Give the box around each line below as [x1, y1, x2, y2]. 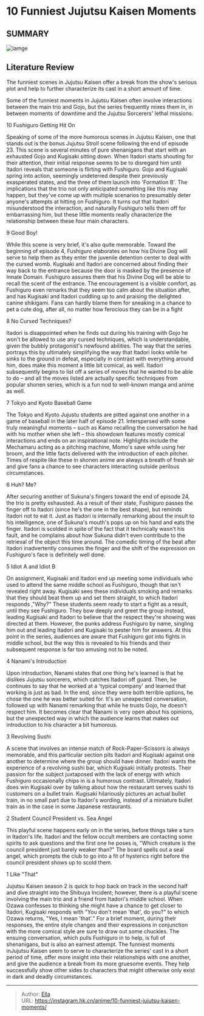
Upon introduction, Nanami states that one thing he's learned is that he [6, 669, 183, 676]
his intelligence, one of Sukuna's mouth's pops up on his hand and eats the [6, 519, 194, 526]
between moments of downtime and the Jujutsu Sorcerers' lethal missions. [6, 110, 194, 117]
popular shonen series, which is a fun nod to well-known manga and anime [6, 380, 194, 388]
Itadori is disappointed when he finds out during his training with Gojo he [6, 329, 188, 336]
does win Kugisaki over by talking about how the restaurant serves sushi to [6, 783, 194, 791]
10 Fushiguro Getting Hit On [6, 121, 76, 128]
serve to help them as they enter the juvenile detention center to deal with [6, 254, 191, 261]
